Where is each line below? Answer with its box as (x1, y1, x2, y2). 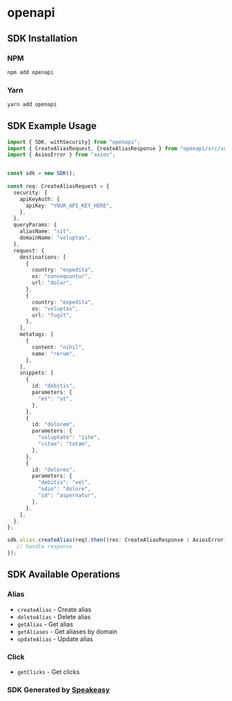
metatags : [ (19, 331, 54, 338)
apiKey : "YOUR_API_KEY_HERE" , (25, 202, 113, 209)
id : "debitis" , (32, 382, 76, 389)
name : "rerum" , (32, 350, 76, 357)
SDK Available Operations (7, 569, 121, 580)
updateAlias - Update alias (17, 635, 93, 643)
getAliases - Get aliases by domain (17, 627, 118, 635)
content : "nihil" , (32, 344, 85, 350)
